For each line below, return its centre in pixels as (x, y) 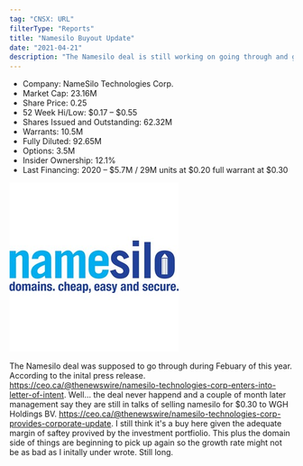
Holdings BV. (33, 414)
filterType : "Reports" (52, 28)
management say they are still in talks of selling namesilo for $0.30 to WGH (149, 405)
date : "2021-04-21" (46, 48)
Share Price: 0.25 (55, 103)
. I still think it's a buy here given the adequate (197, 424)
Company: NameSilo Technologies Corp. (98, 84)
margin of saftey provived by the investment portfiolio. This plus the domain (150, 434)
